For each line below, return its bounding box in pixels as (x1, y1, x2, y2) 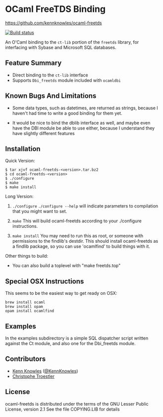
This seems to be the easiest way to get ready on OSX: (5, 290, 117, 296)
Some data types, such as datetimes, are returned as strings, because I (12, 105, 159, 111)
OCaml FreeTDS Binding (5, 3, 106, 15)
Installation (5, 144, 41, 153)
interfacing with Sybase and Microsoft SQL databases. (5, 44, 116, 50)
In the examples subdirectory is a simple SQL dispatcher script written (5, 335, 149, 341)
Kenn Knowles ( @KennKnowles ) (12, 368, 78, 374)
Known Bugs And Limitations (5, 92, 97, 100)
